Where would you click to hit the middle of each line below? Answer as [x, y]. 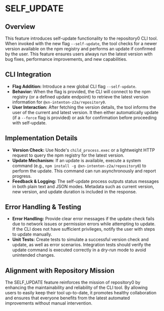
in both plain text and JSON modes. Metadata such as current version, [83, 186]
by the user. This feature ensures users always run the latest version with [79, 54]
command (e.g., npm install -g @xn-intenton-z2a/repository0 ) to [79, 166]
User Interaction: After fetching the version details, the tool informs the [84, 107]
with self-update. [29, 122]
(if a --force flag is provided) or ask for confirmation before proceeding [84, 118]
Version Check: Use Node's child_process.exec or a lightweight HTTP [83, 150]
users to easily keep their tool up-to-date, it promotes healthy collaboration [81, 293]
